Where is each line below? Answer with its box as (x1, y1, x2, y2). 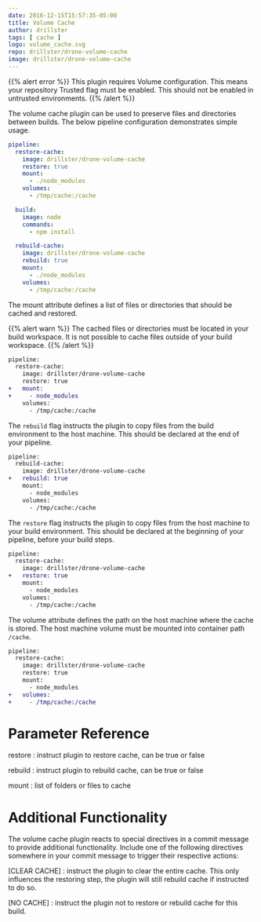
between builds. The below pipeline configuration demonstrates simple (8, 117, 237, 126)
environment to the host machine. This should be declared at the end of (8, 429, 240, 438)
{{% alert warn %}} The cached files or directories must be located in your (8, 324, 249, 333)
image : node (22, 213, 61, 221)
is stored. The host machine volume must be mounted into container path (8, 624, 245, 633)
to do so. (8, 883, 37, 892)
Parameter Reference (8, 724, 150, 742)
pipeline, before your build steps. (8, 535, 115, 544)
